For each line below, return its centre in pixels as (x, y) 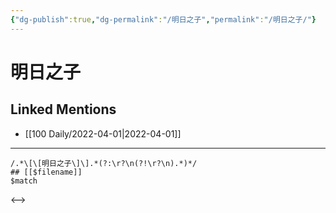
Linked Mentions (63, 109)
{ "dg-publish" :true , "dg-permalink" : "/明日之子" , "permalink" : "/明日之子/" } (163, 19)
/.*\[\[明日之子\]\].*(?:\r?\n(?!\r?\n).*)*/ (104, 163)
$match (24, 181)
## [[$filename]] (46, 172)
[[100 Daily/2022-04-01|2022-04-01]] (103, 133)
